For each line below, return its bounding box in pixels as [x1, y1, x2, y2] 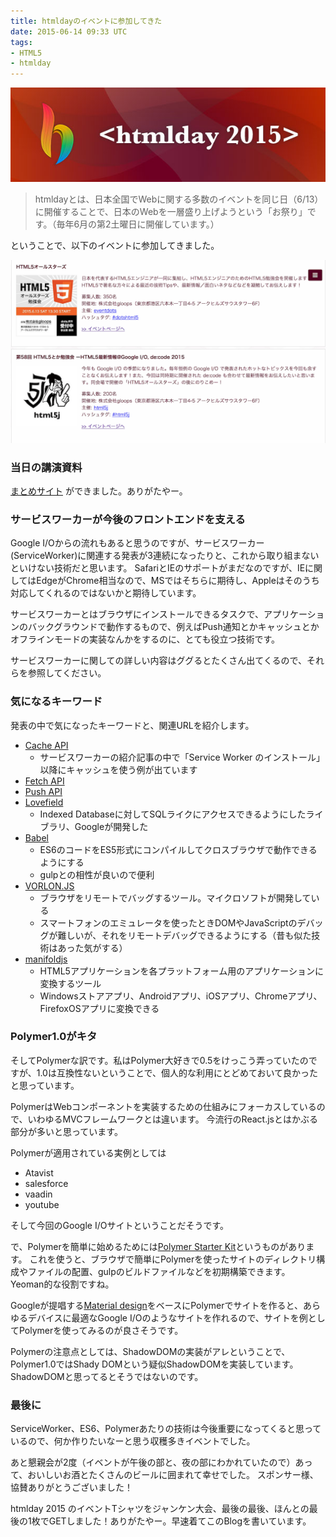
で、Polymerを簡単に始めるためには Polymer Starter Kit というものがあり [10, 1240, 307, 1252]
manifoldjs [24, 953, 68, 965]
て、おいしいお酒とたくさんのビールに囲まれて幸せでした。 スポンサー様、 [10, 1469, 319, 1481]
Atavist [24, 1166, 54, 1179]
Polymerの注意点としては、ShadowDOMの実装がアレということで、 [10, 1345, 291, 1357]
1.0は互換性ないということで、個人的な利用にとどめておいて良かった [36, 1066, 319, 1079]
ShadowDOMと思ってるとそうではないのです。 [10, 1370, 204, 1382]
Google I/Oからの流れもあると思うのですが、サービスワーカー [10, 537, 265, 549]
